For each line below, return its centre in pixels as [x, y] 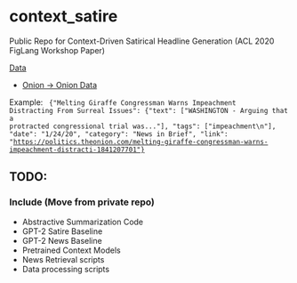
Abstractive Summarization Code [83, 222]
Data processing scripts [65, 269]
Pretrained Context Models [72, 250]
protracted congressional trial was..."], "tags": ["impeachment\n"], [143, 126]
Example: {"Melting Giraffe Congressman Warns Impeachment [123, 102]
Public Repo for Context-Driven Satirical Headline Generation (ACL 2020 [142, 41]
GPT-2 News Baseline [62, 240]
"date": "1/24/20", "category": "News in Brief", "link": [119, 134]
